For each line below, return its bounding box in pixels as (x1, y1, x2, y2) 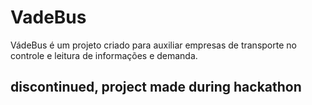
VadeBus (10, 6, 87, 29)
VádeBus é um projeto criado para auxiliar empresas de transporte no (10, 39, 297, 51)
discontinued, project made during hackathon (10, 79, 302, 96)
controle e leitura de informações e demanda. (10, 49, 198, 61)
